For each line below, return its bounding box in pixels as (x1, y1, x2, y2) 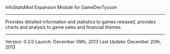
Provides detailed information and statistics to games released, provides (5, 19, 156, 25)
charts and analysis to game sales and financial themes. (5, 24, 122, 30)
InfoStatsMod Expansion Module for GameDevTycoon (5, 5, 117, 10)
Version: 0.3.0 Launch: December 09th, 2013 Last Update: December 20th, (5, 39, 161, 44)
